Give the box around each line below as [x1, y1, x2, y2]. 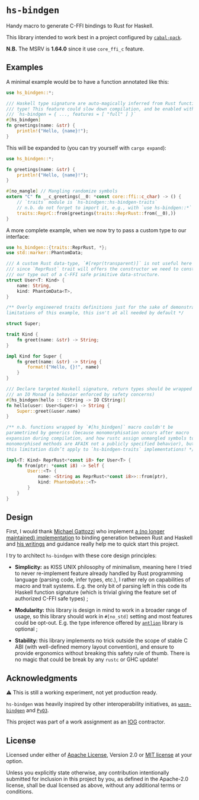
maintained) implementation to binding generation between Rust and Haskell [6, 534, 193, 542]
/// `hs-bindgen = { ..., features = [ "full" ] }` [6, 112, 136, 118]
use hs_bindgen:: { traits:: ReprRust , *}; [6, 244, 108, 251]
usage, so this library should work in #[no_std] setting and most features [14, 613, 192, 620]
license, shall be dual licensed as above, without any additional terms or [6, 782, 182, 789]
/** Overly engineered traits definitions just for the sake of [6, 305, 168, 311]
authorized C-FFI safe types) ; [14, 595, 89, 602]
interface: [6, 233, 30, 240]
